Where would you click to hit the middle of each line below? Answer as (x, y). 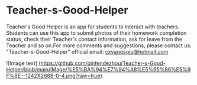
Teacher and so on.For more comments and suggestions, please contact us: (99, 45)
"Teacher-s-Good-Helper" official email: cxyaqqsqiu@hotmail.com (87, 51)
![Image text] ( (23, 63)
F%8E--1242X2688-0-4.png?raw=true (53, 76)
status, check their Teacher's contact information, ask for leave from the (94, 39)
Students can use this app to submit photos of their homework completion (96, 32)
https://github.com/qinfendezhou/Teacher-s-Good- (103, 63)
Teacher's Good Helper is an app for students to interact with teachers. (93, 27)
